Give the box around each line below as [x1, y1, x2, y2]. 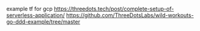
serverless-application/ [6, 12, 65, 19]
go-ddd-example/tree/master [6, 18, 81, 25]
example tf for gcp [6, 5, 53, 12]
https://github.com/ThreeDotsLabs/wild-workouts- [66, 12, 194, 19]
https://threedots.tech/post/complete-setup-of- [54, 5, 174, 12]
